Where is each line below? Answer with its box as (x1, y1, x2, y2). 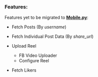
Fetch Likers (11, 67, 37, 73)
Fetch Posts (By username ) (11, 24, 67, 30)
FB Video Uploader (19, 52, 57, 58)
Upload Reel (11, 43, 37, 49)
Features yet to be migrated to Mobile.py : (4, 15, 89, 21)
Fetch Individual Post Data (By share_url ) (11, 33, 94, 40)
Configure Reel (19, 58, 49, 64)
